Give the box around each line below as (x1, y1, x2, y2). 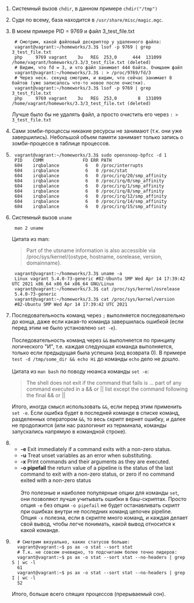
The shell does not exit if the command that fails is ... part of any (26, 380, 182, 386)
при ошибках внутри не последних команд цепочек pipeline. (20, 508, 173, 515)
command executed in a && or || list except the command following (26, 385, 188, 392)
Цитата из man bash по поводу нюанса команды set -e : (11, 368, 149, 375)
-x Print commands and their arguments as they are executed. (20, 458, 171, 465)
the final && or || (26, 392, 66, 398)
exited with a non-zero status (20, 477, 91, 483)
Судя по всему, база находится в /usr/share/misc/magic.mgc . (11, 16, 164, 23)
